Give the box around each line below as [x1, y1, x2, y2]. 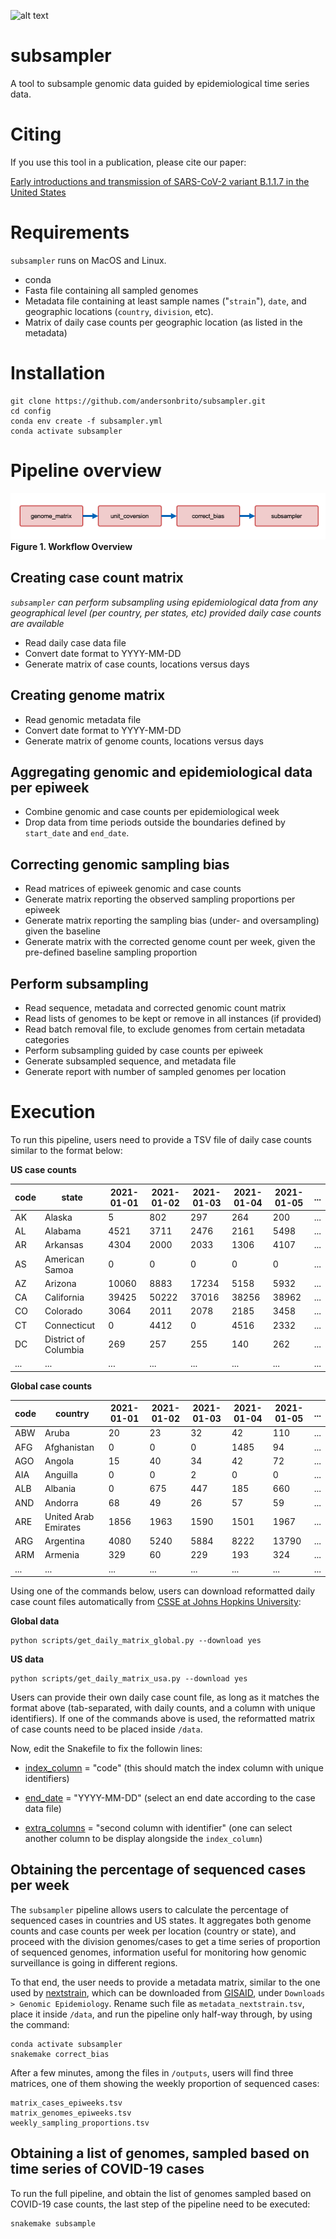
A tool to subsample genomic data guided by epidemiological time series [10, 77, 310, 89]
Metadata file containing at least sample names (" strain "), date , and [24, 295, 307, 307]
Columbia [44, 1343, 85, 1355]
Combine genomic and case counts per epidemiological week [24, 806, 280, 818]
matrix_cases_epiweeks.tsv [10, 2098, 123, 2108]
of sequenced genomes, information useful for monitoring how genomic [10, 1946, 307, 1958]
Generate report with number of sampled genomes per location [24, 1066, 287, 1078]
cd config [10, 406, 52, 416]
